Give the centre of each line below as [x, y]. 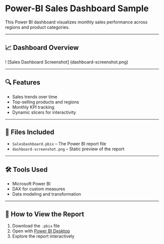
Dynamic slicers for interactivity [44, 112]
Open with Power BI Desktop [41, 231]
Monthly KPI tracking [33, 107]
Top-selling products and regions [46, 102]
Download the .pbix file [36, 226]
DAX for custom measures [39, 189]
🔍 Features [23, 83]
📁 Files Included [30, 132]
